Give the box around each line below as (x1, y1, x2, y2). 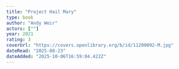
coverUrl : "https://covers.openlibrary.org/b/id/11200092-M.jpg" (6, 43, 174, 49)
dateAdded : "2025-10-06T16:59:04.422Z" (6, 53, 107, 59)
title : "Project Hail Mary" (6, 8, 77, 15)
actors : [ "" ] (6, 25, 39, 32)
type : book (6, 14, 34, 20)
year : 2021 (6, 31, 34, 37)
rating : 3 (6, 37, 31, 43)
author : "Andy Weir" (6, 20, 58, 26)
